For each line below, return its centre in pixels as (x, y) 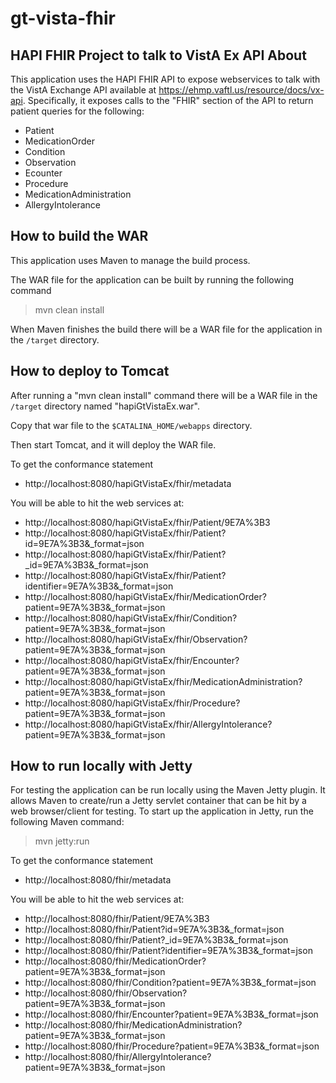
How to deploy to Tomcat (90, 371)
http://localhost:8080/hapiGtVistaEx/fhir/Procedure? (132, 703)
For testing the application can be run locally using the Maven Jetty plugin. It (168, 790)
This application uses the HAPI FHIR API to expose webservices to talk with (165, 79)
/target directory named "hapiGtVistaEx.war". (105, 406)
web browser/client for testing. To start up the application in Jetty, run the (162, 811)
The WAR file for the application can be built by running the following (152, 279)
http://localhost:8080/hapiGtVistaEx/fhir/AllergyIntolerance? (148, 724)
